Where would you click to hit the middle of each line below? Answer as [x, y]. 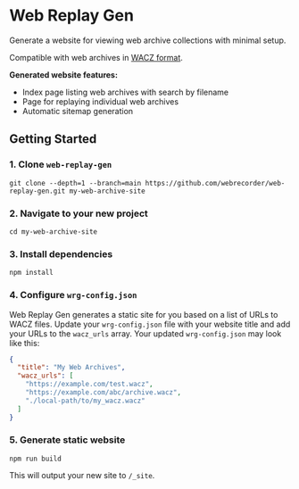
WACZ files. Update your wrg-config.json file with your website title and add [150, 324]
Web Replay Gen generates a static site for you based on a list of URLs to [144, 314]
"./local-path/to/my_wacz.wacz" [85, 401]
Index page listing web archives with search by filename [125, 92]
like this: [25, 343]
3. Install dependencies [61, 253]
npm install [31, 273]
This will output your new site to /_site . [82, 475]
